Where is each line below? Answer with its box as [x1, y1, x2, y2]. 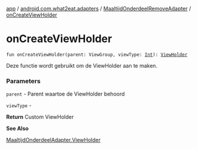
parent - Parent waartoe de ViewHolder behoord [6, 90, 125, 97]
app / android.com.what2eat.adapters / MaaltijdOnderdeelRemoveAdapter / [6, 5, 192, 12]
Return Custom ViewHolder [6, 113, 74, 121]
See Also [6, 125, 29, 132]
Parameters [6, 77, 40, 85]
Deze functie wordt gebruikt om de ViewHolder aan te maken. [6, 62, 158, 69]
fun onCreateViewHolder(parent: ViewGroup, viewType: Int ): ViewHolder [6, 52, 187, 58]
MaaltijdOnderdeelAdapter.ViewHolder [6, 137, 101, 144]
